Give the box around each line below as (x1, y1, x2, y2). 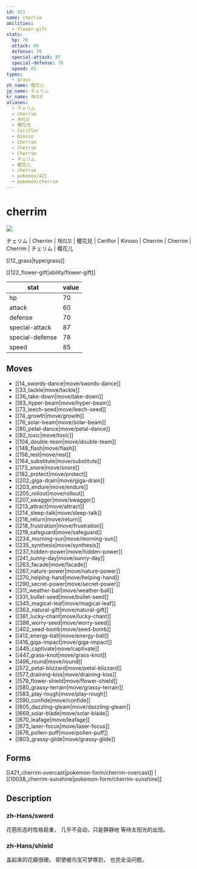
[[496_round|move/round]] (15, 658, 82, 665)
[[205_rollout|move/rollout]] (15, 489, 85, 497)
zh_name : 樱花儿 (6, 83, 45, 89)
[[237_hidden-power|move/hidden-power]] (15, 548, 123, 555)
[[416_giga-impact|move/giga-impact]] (15, 638, 112, 646)
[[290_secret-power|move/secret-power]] (15, 580, 120, 587)
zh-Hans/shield (6, 842, 53, 850)
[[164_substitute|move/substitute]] (15, 457, 101, 464)
